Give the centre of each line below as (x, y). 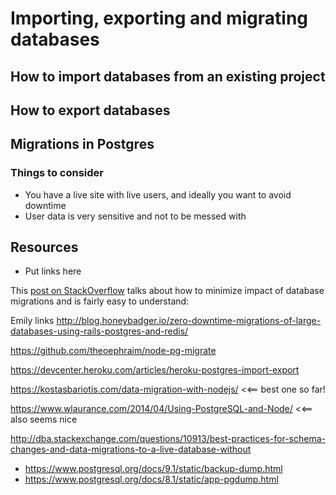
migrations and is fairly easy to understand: (100, 301)
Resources (44, 247)
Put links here (53, 271)
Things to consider (57, 173)
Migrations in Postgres (82, 144)
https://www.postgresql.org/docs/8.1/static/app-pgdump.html (151, 479)
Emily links (32, 321)
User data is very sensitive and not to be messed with (135, 216)
